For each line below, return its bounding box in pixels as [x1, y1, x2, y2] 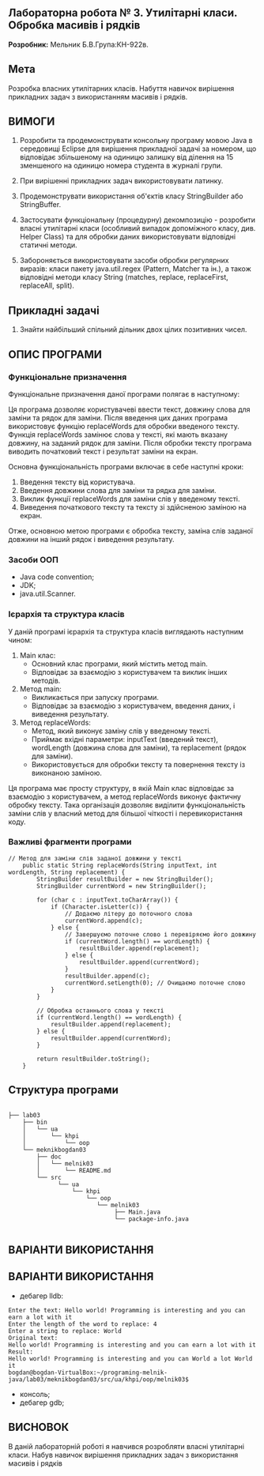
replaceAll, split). [19, 281, 75, 291]
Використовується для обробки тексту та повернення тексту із [31, 759, 246, 769]
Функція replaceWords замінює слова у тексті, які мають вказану [8, 430, 228, 439]
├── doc [36, 1153, 62, 1161]
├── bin [22, 1118, 47, 1126]
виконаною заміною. [31, 768, 103, 778]
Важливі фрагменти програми [8, 837, 132, 848]
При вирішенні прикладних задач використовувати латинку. [19, 176, 224, 186]
